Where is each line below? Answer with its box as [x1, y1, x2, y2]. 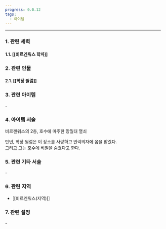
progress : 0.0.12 [5, 7, 41, 12]
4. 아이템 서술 [5, 116, 36, 123]
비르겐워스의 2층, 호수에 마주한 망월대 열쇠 [5, 129, 87, 134]
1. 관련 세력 [5, 38, 30, 45]
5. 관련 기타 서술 [5, 158, 41, 165]
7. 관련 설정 [5, 209, 31, 216]
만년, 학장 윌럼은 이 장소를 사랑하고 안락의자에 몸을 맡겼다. [5, 139, 117, 144]
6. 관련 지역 [5, 183, 31, 190]
